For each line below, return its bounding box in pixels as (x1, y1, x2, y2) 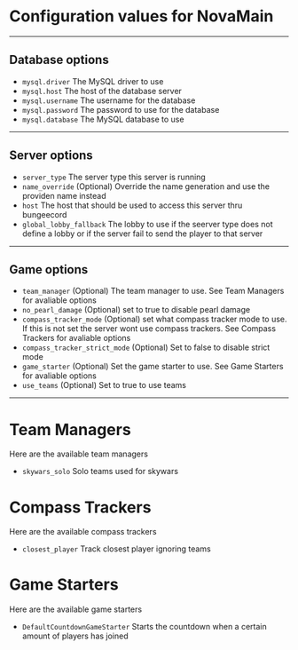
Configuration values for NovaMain (9, 6, 274, 27)
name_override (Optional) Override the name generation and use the (21, 180, 271, 192)
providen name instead (21, 190, 106, 201)
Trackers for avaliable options (21, 333, 131, 344)
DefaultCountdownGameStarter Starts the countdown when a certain (21, 622, 268, 632)
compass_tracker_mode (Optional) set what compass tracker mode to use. (21, 313, 287, 325)
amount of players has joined (21, 630, 129, 641)
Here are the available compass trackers (9, 527, 157, 537)
